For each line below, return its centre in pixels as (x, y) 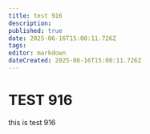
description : (30, 23)
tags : (17, 46)
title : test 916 (35, 16)
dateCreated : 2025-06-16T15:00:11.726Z (75, 61)
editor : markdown (37, 53)
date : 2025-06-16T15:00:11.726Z (62, 38)
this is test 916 (32, 122)
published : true (35, 30)
